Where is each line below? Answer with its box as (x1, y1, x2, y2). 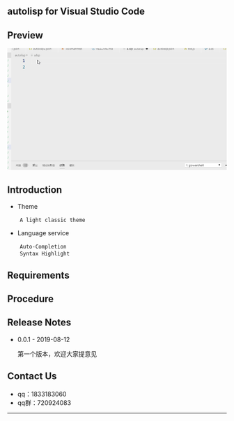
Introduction (7, 184, 63, 195)
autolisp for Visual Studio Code (7, 6, 145, 17)
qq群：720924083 (17, 398, 72, 407)
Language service (17, 229, 70, 237)
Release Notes (7, 317, 72, 329)
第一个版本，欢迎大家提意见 (17, 349, 97, 358)
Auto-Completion (19, 244, 68, 251)
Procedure (7, 293, 54, 305)
